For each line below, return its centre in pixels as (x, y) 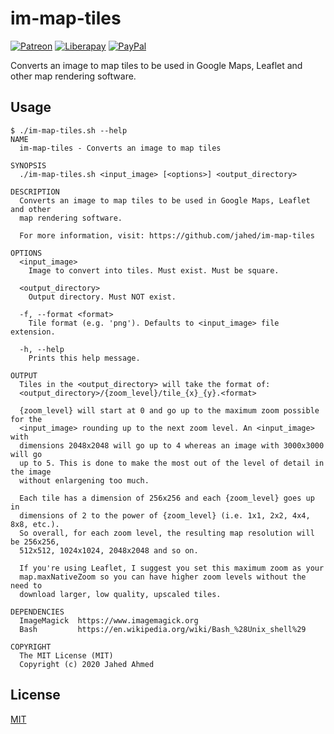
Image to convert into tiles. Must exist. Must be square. (154, 270)
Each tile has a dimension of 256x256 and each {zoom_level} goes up (167, 498)
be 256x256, (35, 542)
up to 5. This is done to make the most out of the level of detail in (172, 463)
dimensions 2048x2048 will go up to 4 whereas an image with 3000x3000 (172, 445)
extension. (33, 332)
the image (31, 472)
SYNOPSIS (28, 165)
